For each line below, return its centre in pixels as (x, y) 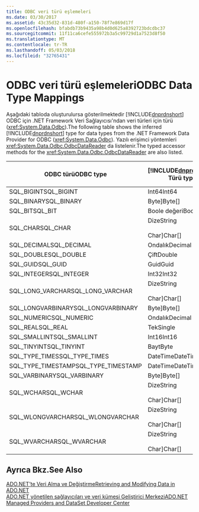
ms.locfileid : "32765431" (38, 56)
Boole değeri (166, 211)
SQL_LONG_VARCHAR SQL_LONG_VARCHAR (71, 291)
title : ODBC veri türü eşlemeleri (49, 12)
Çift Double (163, 255)
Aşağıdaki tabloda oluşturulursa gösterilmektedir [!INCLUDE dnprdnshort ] (95, 114)
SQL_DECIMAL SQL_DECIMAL (50, 245)
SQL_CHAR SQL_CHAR (40, 228)
